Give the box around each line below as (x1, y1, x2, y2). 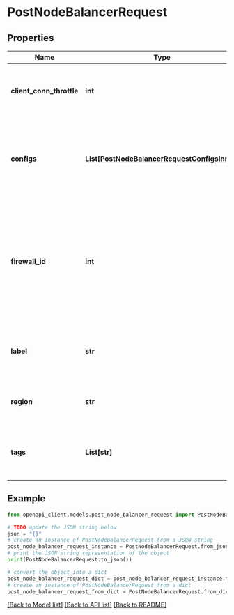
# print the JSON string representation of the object (7, 550, 170, 557)
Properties (7, 32, 54, 44)
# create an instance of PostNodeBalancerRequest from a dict (7, 582, 192, 589)
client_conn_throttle (10, 86, 79, 95)
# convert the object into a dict (7, 568, 108, 575)
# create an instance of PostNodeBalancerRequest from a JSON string (7, 537, 214, 544)
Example (7, 492, 46, 505)
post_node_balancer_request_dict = (7, 575, 111, 582)
